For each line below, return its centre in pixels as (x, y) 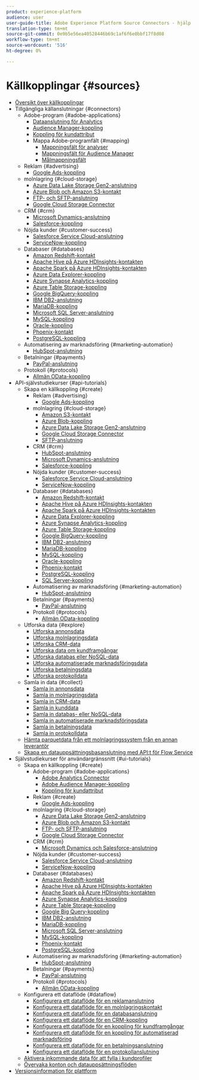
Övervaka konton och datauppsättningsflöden (80, 1064)
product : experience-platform (44, 12)
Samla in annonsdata (59, 688)
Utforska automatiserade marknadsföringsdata (90, 663)
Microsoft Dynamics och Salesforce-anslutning (99, 848)
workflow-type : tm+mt (33, 40)
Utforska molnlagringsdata (65, 637)
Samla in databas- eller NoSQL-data (77, 714)
